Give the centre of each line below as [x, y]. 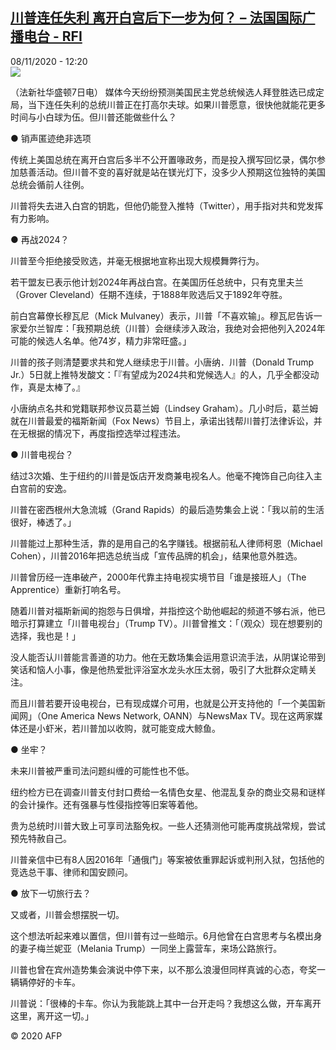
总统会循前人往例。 [50, 184]
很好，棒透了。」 [43, 522]
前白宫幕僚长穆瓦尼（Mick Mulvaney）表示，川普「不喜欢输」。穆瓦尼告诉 [162, 315]
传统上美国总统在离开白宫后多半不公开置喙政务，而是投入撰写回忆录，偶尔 [163, 159]
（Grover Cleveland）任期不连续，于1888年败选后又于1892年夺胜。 [149, 294]
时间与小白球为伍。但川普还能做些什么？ [93, 117]
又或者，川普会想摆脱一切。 [67, 914]
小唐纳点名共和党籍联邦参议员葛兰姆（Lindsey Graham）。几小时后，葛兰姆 [164, 408]
